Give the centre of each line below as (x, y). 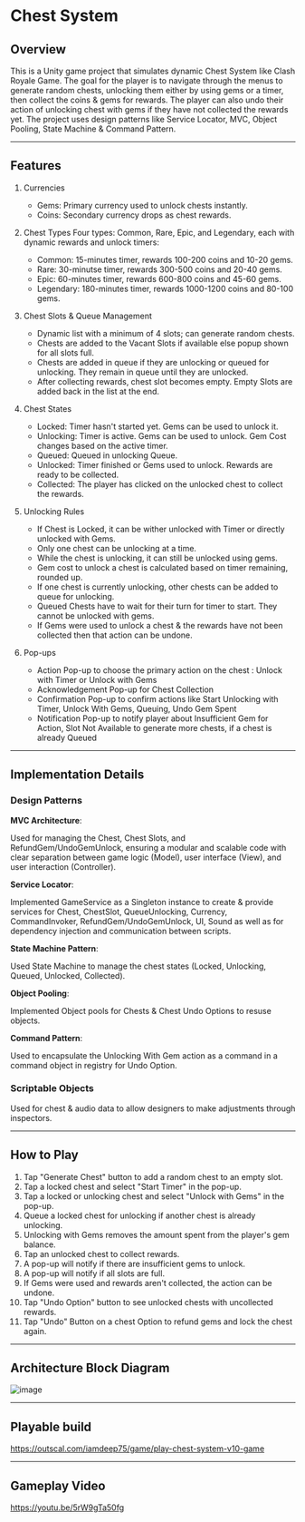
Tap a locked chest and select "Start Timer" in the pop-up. (133, 1186)
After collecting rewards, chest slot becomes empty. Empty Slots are (165, 381)
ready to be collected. (78, 474)
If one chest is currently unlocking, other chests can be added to (157, 587)
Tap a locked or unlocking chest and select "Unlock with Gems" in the (153, 1196)
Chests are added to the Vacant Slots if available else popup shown (162, 343)
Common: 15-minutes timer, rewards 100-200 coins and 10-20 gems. (165, 259)
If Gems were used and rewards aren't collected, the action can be (148, 1283)
